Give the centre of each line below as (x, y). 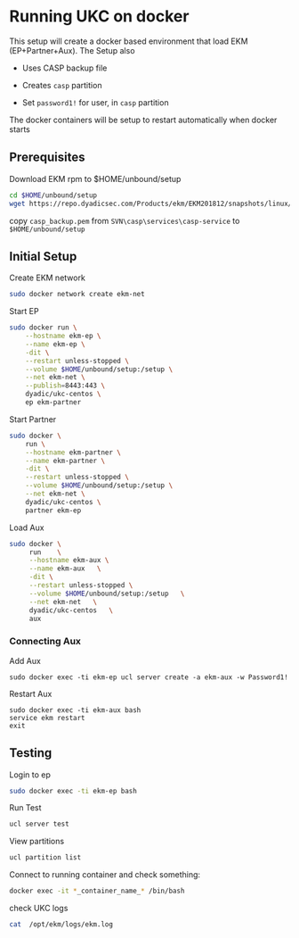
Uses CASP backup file (65, 68)
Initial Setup (43, 256)
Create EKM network (48, 278)
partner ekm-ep (53, 511)
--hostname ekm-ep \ (63, 336)
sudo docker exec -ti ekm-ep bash (73, 791)
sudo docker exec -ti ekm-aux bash (75, 710)
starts (20, 129)
